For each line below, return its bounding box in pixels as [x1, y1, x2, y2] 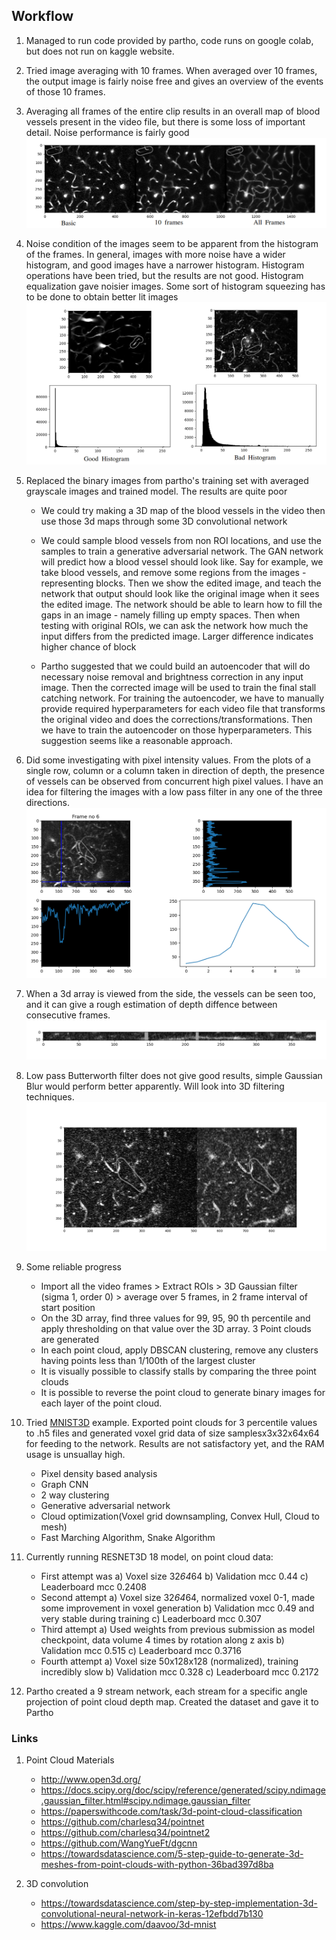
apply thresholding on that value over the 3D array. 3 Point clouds [40, 1322, 312, 1334]
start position [40, 1301, 96, 1313]
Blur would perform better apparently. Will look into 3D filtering [25, 1080, 285, 1093]
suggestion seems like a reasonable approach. [40, 735, 233, 747]
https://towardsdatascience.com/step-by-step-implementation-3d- [40, 1897, 318, 1909]
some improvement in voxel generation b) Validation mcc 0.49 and [40, 1602, 315, 1614]
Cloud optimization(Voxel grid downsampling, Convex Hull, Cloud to [40, 1510, 320, 1522]
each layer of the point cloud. [40, 1397, 163, 1409]
